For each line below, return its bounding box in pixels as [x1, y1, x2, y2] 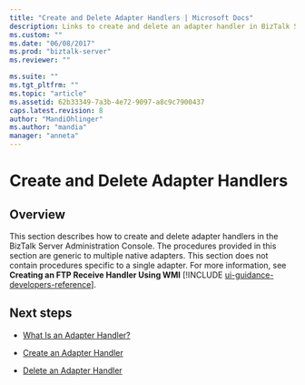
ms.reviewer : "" [9, 56, 71, 65]
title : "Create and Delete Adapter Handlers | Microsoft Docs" [9, 13, 254, 23]
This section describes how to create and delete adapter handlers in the [9, 231, 279, 241]
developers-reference [9, 279, 92, 289]
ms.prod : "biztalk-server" [9, 47, 112, 56]
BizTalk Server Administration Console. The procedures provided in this [9, 240, 277, 251]
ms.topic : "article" [9, 88, 88, 98]
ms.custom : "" [9, 30, 64, 39]
